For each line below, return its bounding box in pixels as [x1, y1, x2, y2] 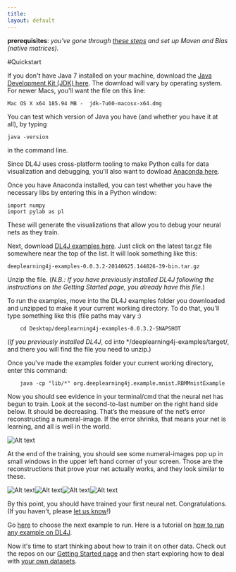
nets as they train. [7, 227, 60, 237]
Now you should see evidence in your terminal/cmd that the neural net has [7, 392, 224, 400]
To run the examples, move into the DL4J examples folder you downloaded [7, 296, 225, 304]
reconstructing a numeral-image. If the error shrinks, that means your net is [7, 415, 227, 423]
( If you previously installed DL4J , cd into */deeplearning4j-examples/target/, [7, 337, 230, 346]
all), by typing [7, 119, 47, 128]
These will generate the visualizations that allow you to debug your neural [7, 220, 221, 229]
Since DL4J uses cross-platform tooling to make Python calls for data [7, 160, 209, 168]
